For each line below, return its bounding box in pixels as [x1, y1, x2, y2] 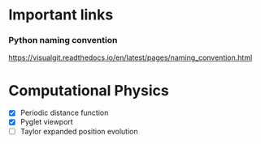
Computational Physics [8, 81, 169, 100]
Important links [8, 6, 114, 24]
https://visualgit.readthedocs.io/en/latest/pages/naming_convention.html [8, 53, 253, 62]
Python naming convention [8, 35, 118, 46]
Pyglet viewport [20, 117, 73, 127]
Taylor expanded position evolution [20, 126, 138, 136]
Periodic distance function [20, 108, 109, 118]
